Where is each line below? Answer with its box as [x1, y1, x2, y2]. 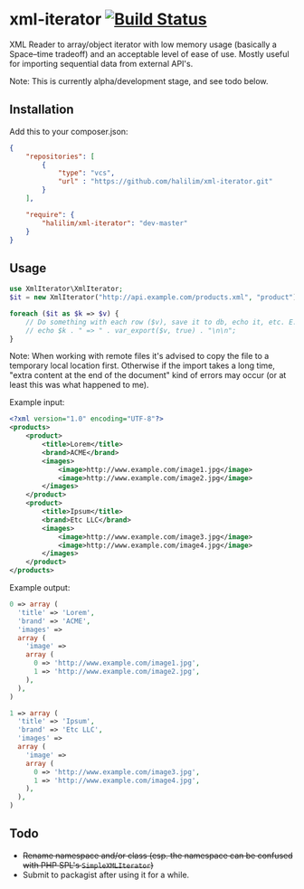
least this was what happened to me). [9, 380, 149, 391]
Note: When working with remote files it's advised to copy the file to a [9, 351, 270, 362]
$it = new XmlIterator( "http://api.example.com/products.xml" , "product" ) [9, 293, 298, 302]
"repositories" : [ [25, 152, 95, 161]
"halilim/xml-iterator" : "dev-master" [42, 218, 188, 228]
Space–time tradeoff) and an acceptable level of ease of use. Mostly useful [9, 48, 290, 59]
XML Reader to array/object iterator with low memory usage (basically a [9, 39, 278, 50]
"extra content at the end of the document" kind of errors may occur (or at [9, 370, 287, 381]
